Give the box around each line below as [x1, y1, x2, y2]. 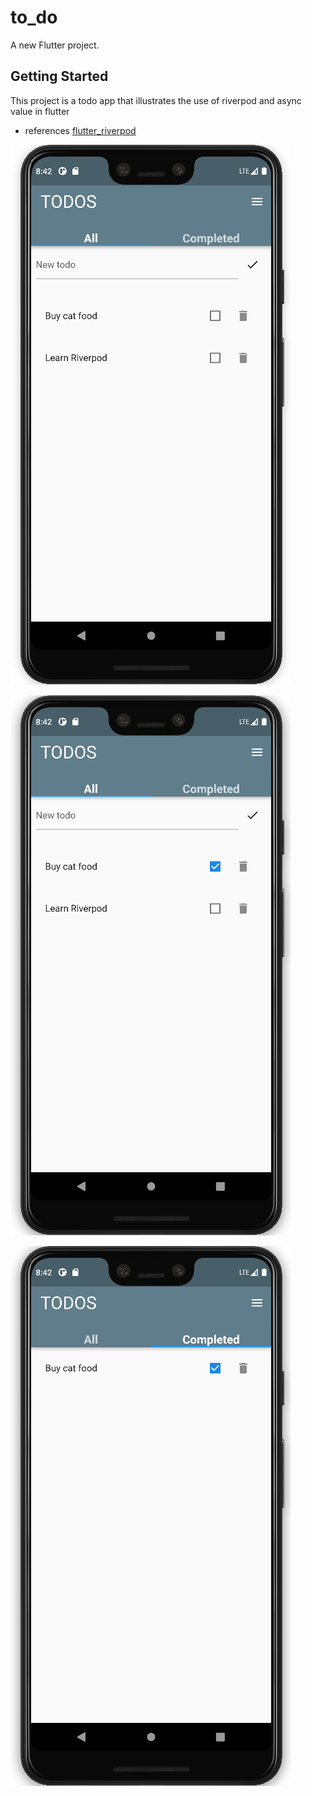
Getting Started [10, 68, 109, 85]
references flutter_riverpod [24, 124, 137, 136]
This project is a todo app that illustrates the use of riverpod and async [10, 94, 302, 106]
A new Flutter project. [10, 39, 100, 51]
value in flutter [10, 105, 70, 117]
